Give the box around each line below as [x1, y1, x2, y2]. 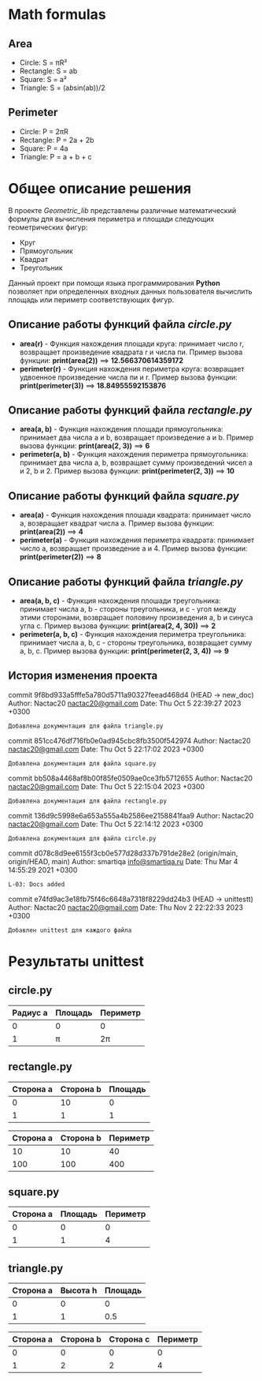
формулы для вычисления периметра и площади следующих [8, 214, 215, 223]
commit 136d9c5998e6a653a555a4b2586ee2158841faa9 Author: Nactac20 [8, 810, 254, 820]
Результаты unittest [8, 952, 144, 970]
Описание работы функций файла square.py [8, 489, 240, 503]
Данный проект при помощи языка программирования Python [8, 278, 220, 287]
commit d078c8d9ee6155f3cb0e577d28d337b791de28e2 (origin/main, [8, 848, 238, 858]
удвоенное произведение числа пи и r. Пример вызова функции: [19, 372, 238, 382]
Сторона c [109, 1334, 150, 1345]
